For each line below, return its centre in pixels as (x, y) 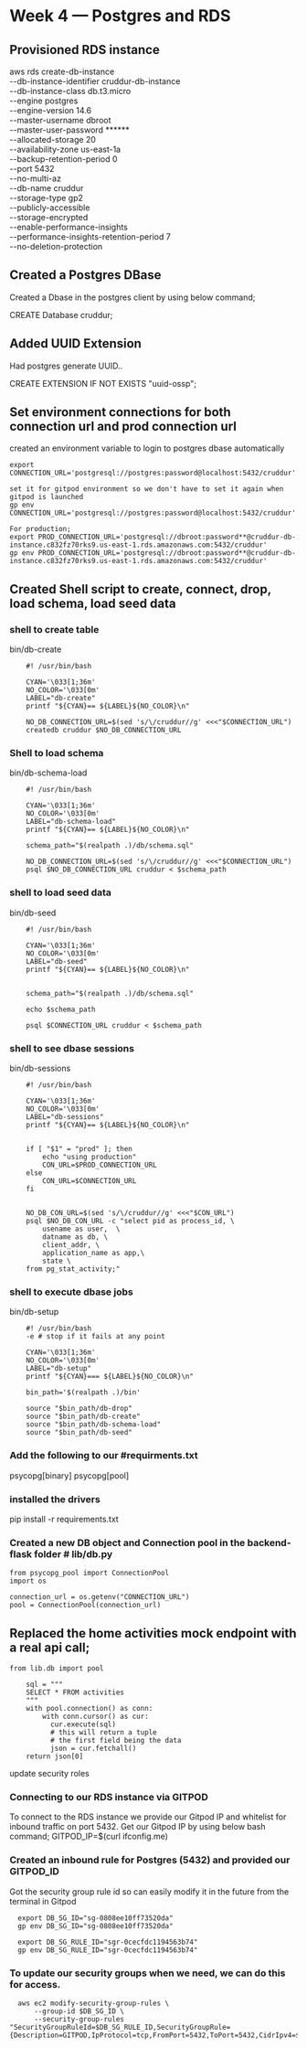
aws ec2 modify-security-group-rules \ (94, 2003)
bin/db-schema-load (48, 773)
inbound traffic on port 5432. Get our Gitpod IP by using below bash (138, 1827)
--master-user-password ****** (69, 130)
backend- (269, 1542)
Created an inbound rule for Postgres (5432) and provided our (150, 1860)
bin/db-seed (33, 912)
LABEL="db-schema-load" (71, 822)
